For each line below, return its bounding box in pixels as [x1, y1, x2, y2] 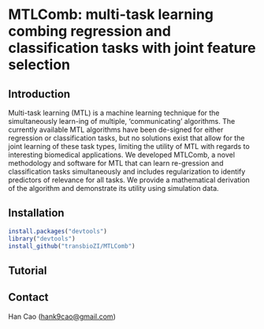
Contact [8, 290, 49, 305]
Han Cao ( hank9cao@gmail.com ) [8, 312, 116, 321]
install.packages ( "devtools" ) [8, 227, 108, 235]
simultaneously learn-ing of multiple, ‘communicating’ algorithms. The [8, 117, 236, 125]
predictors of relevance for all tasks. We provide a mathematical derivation [8, 175, 251, 185]
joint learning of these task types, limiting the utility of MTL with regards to [8, 142, 250, 151]
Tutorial [8, 264, 47, 277]
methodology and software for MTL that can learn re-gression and [8, 159, 224, 167]
